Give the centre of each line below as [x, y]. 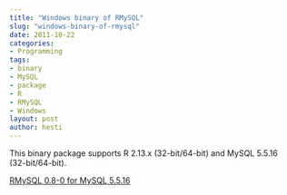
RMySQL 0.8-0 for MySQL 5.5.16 [70, 180]
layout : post [34, 119]
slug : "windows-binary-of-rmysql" [75, 26]
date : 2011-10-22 [42, 34]
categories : [32, 43]
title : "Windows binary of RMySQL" [77, 18]
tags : [20, 60]
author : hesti [36, 128]
